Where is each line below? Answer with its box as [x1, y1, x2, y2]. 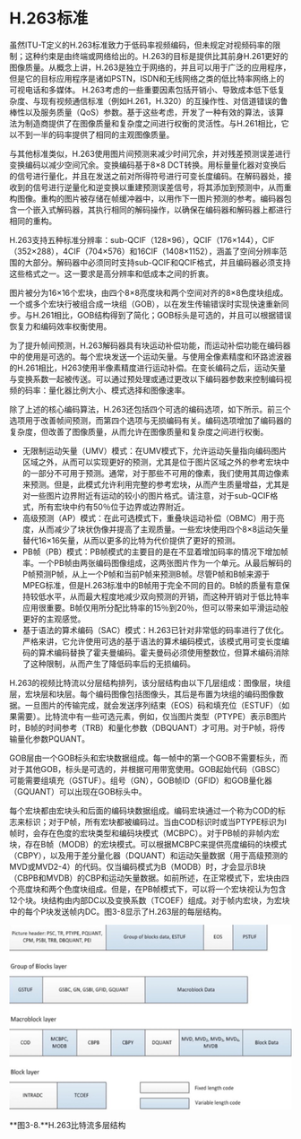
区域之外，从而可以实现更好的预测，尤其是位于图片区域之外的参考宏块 [21, 456, 282, 467]
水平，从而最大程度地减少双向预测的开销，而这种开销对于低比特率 [46, 591, 289, 602]
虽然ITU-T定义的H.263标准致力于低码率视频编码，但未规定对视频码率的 [9, 39, 273, 50]
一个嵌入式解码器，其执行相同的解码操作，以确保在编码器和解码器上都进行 [16, 204, 292, 215]
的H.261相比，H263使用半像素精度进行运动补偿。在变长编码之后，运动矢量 [9, 362, 287, 373]
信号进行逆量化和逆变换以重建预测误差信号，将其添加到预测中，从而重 [32, 181, 292, 193]
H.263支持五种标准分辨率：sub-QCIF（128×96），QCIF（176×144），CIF [9, 234, 275, 245]
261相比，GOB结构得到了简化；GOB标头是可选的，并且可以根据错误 [40, 309, 292, 320]
